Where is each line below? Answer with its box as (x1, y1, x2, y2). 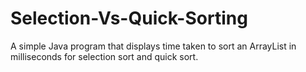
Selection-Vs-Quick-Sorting (10, 7, 248, 30)
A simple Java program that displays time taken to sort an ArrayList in (10, 40, 297, 52)
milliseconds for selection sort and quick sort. (10, 50, 199, 62)
